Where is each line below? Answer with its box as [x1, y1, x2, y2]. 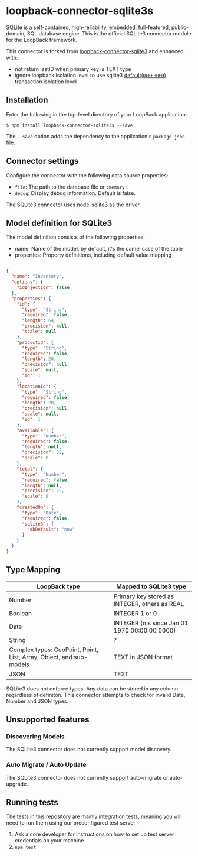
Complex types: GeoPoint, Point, [9, 646, 98, 654]
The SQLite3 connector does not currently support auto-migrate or [6, 774, 169, 781]
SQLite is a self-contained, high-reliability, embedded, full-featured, [6, 24, 170, 31]
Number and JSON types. [6, 698, 69, 705]
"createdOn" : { [16, 504, 54, 510]
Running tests [6, 797, 59, 808]
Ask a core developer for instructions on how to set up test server [14, 831, 174, 838]
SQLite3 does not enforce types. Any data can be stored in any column [6, 685, 179, 692]
